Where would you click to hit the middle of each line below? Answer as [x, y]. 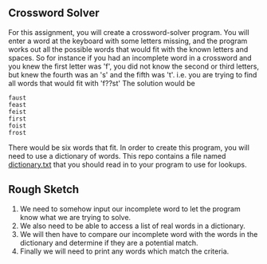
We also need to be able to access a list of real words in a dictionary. [132, 226]
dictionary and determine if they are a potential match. [109, 242]
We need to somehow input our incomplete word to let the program [130, 209]
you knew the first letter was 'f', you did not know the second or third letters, [134, 66]
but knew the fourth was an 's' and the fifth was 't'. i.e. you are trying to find [133, 74]
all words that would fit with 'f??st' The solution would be [102, 83]
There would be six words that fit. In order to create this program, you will [129, 148]
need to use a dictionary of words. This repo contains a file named [117, 156]
